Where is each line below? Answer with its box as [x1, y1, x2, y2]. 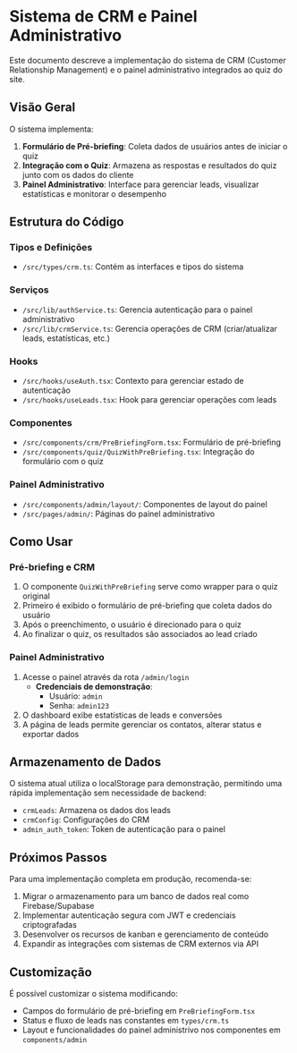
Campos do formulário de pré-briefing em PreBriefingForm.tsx [21, 1006, 256, 1016]
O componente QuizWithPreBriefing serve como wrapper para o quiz [21, 582, 279, 592]
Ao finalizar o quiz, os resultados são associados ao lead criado [21, 629, 258, 640]
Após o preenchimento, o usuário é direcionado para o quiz [21, 619, 242, 630]
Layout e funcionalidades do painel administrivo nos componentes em [21, 1024, 281, 1035]
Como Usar [9, 534, 73, 549]
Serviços [9, 284, 49, 296]
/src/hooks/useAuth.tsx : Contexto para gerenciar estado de [21, 376, 244, 386]
